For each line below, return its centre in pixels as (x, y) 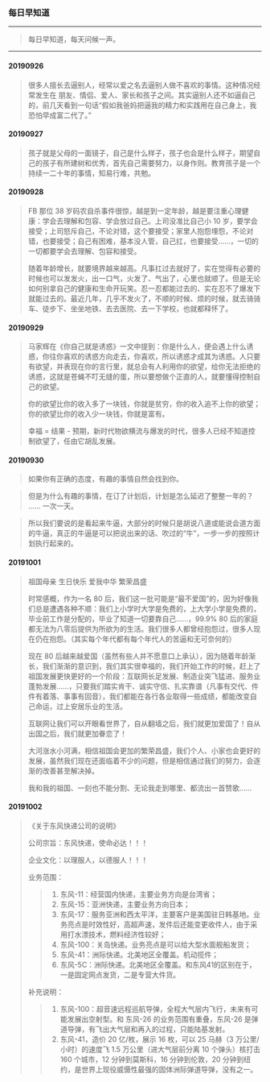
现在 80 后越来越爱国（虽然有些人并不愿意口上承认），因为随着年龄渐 (142, 656)
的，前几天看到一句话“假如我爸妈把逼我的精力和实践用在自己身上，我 (142, 105)
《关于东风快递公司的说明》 (74, 825)
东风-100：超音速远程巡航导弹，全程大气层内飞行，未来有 (155, 1009)
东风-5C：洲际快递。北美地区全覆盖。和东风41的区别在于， (158, 964)
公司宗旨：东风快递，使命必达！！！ (88, 843)
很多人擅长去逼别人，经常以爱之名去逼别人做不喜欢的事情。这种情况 (141, 85)
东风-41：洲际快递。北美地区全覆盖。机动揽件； (139, 954)
